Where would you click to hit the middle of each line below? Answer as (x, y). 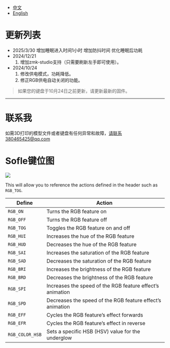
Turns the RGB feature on (76, 211)
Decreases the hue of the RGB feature (91, 244)
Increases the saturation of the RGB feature (98, 252)
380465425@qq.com (28, 139)
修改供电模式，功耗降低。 (47, 74)
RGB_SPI (17, 289)
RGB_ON (16, 211)
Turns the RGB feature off (77, 219)
